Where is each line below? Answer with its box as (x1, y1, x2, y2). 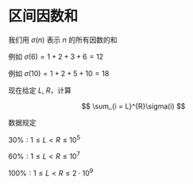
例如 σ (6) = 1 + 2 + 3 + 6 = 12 (8, 52, 104, 61)
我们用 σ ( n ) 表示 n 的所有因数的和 (8, 35, 118, 44)
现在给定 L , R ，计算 (8, 85, 71, 95)
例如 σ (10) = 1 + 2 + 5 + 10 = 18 (8, 68, 110, 78)
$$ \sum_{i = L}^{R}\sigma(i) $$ (81, 101, 186, 111)
